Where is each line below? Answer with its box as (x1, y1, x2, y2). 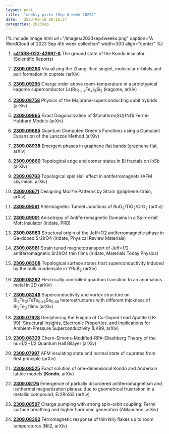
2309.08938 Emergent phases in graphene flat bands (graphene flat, (13, 143, 158, 149)
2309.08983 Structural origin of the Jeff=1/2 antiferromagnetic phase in (13, 230, 164, 236)
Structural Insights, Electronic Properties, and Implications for (23, 320, 151, 326)
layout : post (6, 7, 33, 13)
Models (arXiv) (32, 118, 64, 124)
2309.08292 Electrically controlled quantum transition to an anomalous (13, 276, 162, 282)
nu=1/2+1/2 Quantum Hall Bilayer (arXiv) (13, 340, 97, 346)
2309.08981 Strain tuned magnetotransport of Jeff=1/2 (13, 245, 129, 251)
